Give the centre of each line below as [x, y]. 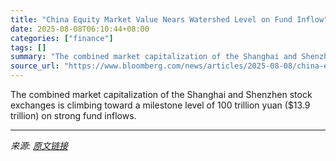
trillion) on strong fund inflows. [73, 115]
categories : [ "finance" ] [62, 38]
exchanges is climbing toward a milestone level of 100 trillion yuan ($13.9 [160, 105]
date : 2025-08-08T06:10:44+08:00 [80, 29]
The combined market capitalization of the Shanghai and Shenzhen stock [161, 94]
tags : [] [28, 47]
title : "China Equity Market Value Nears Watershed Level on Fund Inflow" [169, 19]
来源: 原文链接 [39, 145]
